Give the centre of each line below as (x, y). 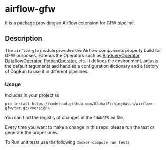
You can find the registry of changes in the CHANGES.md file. (65, 118)
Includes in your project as (32, 95)
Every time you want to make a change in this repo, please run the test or (80, 127)
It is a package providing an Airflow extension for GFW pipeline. (70, 23)
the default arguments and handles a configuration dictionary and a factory (82, 66)
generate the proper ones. (32, 133)
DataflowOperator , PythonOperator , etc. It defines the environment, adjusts (82, 61)
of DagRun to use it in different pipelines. (47, 71)
